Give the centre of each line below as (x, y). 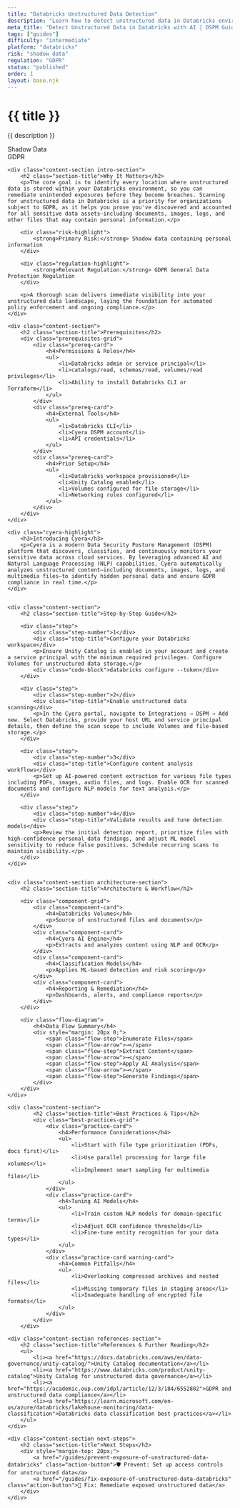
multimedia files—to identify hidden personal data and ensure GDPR (111, 576)
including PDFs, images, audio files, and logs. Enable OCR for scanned (118, 783)
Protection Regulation (41, 276)
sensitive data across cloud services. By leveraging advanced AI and (115, 558)
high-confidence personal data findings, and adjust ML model (102, 839)
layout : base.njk (33, 80)
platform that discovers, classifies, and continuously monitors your (115, 551)
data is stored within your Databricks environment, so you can (105, 189)
